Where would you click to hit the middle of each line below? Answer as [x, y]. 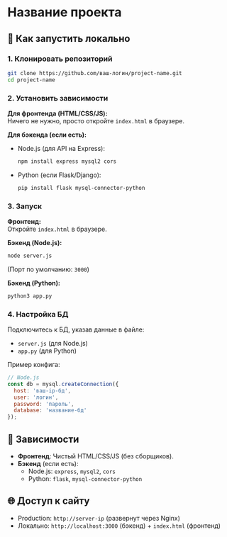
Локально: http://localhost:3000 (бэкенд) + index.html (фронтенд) [119, 526]
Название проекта [65, 12]
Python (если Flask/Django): [59, 175]
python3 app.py [30, 296]
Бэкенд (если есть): [48, 463]
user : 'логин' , [36, 397]
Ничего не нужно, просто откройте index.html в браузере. [96, 120]
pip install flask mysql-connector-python [81, 188]
